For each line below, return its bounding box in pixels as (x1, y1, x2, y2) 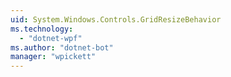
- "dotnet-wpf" (19, 33, 83, 43)
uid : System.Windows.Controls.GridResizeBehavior (10, 14, 222, 25)
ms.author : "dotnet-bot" (10, 42, 114, 53)
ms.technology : (10, 24, 74, 34)
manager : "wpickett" (10, 52, 97, 62)
